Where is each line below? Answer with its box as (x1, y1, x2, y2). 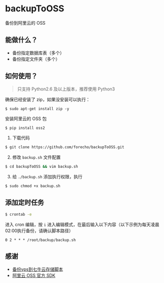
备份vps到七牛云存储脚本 (12, 266, 63, 272)
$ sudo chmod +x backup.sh (5, 184, 61, 189)
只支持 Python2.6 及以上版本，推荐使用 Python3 (17, 86, 115, 92)
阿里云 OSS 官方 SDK (12, 272, 56, 278)
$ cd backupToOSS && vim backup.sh (5, 164, 78, 169)
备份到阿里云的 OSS (5, 20, 46, 26)
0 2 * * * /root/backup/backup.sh (5, 238, 76, 243)
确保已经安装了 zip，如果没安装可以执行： (5, 96, 90, 102)
